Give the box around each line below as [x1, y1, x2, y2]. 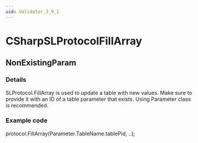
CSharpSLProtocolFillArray [5, 34, 143, 47]
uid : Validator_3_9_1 [5, 8, 60, 15]
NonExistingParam [5, 58, 77, 68]
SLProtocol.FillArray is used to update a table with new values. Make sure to [5, 89, 192, 96]
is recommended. [5, 101, 49, 109]
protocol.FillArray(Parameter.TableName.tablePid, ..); [5, 130, 135, 137]
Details [5, 75, 27, 84]
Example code [5, 116, 48, 125]
